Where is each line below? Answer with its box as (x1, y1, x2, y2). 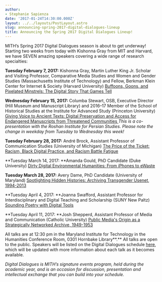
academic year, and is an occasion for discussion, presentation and (5, 266, 141, 272)
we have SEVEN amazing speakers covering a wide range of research (5, 53, 144, 59)
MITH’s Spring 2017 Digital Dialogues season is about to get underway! (5, 43, 147, 48)
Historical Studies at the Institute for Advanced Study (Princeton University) (5, 108, 156, 114)
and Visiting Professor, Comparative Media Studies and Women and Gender (5, 73, 156, 78)
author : (5, 7, 21, 12)
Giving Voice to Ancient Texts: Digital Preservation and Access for (5, 113, 136, 119)
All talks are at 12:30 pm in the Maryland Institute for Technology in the (5, 231, 146, 237)
